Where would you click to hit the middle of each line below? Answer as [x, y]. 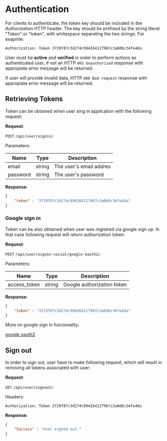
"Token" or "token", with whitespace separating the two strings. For [75, 34]
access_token [24, 284]
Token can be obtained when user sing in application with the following [78, 111]
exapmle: [14, 39]
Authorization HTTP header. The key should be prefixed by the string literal [82, 28]
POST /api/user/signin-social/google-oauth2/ [53, 254]
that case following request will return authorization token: [65, 235]
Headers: [14, 397]
